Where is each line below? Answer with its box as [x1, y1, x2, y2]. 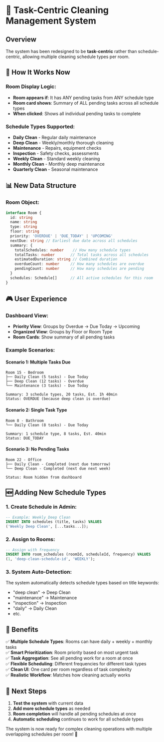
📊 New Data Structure [5, 181, 77, 190]
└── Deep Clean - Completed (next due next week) [5, 466, 111, 471]
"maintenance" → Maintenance [12, 595, 77, 601]
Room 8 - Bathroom [5, 418, 44, 423]
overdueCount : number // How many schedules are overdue [14, 261, 144, 267]
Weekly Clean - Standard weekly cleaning [12, 155, 100, 162]
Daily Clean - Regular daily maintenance [12, 134, 96, 140]
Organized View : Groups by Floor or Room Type [12, 329, 113, 335]
